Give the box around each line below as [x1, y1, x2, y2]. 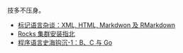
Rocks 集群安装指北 [17, 30, 76, 38]
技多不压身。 [7, 6, 45, 14]
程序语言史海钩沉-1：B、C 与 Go [17, 38, 113, 47]
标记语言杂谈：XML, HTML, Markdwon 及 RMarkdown [17, 21, 176, 29]
